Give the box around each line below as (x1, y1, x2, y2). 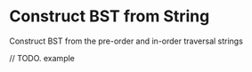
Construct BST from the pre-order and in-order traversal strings (9, 36, 243, 46)
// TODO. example (9, 52, 76, 63)
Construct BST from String (9, 6, 210, 27)
